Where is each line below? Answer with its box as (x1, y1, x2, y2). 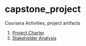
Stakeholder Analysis (12, 35, 57, 41)
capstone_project (5, 3, 81, 15)
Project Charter (12, 29, 44, 35)
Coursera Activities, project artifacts (5, 20, 81, 26)
